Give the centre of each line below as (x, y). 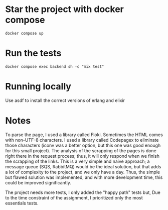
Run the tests (33, 53)
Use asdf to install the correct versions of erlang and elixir (65, 100)
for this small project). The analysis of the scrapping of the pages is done (81, 150)
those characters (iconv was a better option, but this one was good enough (83, 145)
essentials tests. (22, 203)
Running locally (38, 87)
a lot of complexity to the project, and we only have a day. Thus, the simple (83, 172)
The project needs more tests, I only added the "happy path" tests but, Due (83, 192)
